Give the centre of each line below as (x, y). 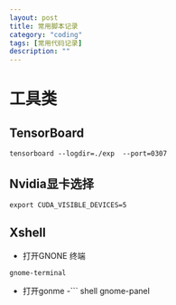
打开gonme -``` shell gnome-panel (86, 291)
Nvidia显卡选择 (52, 183)
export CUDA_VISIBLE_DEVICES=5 (68, 205)
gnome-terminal (38, 272)
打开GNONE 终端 (54, 255)
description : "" (40, 52)
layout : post (34, 18)
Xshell (28, 233)
